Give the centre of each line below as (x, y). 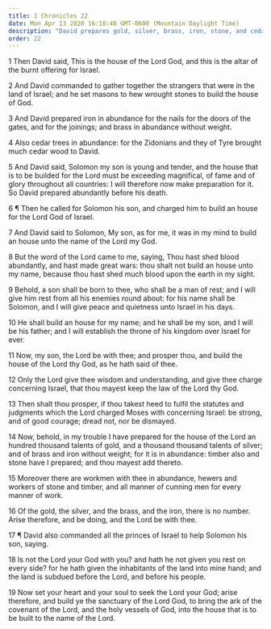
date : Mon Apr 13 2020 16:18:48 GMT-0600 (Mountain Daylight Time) (124, 23)
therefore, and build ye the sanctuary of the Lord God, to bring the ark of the (135, 601)
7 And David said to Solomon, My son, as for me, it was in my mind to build (132, 233)
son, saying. (29, 544)
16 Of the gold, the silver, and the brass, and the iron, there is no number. (129, 511)
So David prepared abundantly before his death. (88, 193)
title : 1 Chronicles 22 (48, 16)
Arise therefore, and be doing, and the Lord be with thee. (103, 520)
